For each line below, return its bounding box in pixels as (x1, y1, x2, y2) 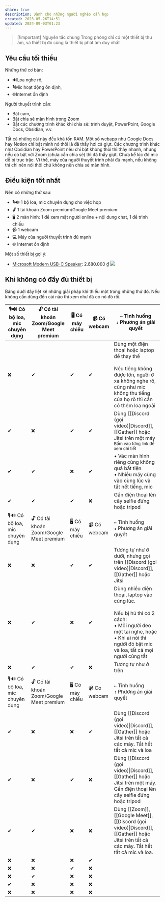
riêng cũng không (113, 458, 155, 465)
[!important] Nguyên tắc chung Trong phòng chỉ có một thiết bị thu (17, 34, 152, 40)
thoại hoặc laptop (113, 347, 155, 354)
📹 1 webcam (12, 226, 38, 232)
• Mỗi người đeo (113, 622, 151, 629)
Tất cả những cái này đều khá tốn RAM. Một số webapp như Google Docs (5, 136, 154, 142)
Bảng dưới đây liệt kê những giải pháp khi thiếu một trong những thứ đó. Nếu (5, 289, 160, 294)
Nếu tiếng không (113, 365, 153, 372)
